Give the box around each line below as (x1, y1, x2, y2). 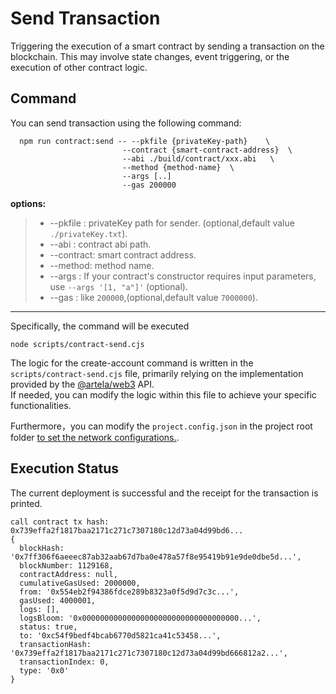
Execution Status (10, 460, 120, 477)
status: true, (19, 622, 78, 632)
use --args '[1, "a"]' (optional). (49, 280, 188, 292)
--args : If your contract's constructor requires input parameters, (49, 270, 317, 282)
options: (10, 197, 47, 209)
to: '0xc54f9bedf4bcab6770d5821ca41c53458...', (19, 630, 222, 641)
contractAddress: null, (19, 569, 118, 579)
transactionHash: (19, 639, 92, 649)
